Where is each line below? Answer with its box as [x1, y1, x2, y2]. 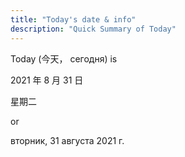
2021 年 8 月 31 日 [10, 74, 84, 86]
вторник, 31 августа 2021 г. [10, 134, 125, 146]
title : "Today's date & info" [10, 14, 137, 25]
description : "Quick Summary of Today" [10, 24, 177, 34]
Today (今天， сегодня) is [10, 52, 118, 65]
